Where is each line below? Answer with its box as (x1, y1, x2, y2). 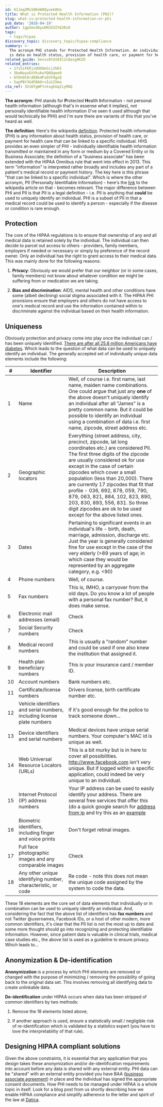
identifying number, (18, 876, 64, 882)
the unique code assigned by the (68, 879, 143, 886)
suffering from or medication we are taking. (12, 278, 99, 284)
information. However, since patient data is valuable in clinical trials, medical (5, 932, 158, 937)
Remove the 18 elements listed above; (12, 1008, 88, 1014)
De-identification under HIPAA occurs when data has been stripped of (5, 993, 147, 999)
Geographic (18, 469, 46, 476)
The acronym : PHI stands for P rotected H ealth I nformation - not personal (5, 97, 152, 103)
